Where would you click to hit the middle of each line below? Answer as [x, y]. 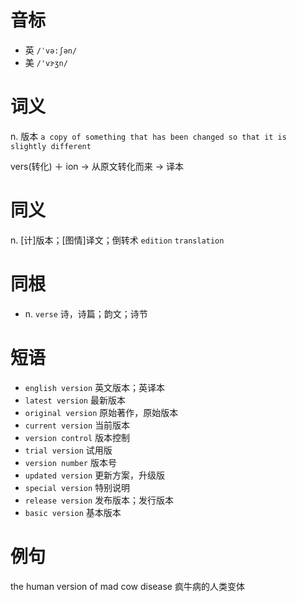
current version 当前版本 [77, 425]
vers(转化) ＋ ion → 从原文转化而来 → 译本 [97, 166]
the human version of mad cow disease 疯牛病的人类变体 [127, 586]
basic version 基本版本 [73, 512]
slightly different [51, 146]
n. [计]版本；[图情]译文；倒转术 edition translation [117, 240]
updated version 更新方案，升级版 [95, 475]
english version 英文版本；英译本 [95, 387]
